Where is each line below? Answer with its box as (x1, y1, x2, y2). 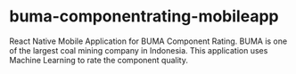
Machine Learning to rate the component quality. (9, 54, 189, 65)
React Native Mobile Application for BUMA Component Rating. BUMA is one (9, 36, 288, 46)
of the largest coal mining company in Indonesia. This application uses (9, 45, 268, 55)
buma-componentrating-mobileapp (9, 6, 279, 27)
